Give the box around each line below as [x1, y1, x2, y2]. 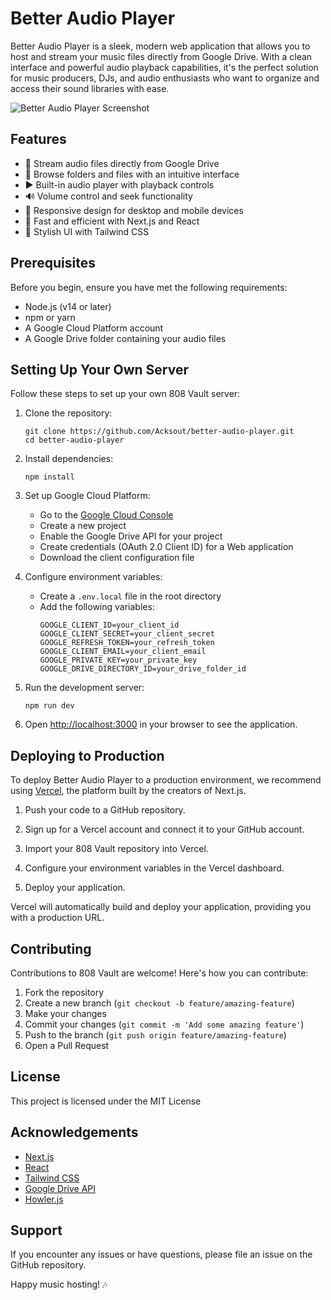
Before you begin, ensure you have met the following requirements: [10, 281, 288, 293]
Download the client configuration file [39, 552, 195, 564]
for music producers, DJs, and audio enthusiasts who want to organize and [10, 72, 320, 84]
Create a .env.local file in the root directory [39, 590, 222, 602]
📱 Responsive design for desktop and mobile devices [24, 204, 244, 216]
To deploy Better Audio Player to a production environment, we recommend [10, 774, 322, 786]
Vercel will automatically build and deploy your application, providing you [10, 901, 312, 913]
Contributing [10, 940, 92, 957]
